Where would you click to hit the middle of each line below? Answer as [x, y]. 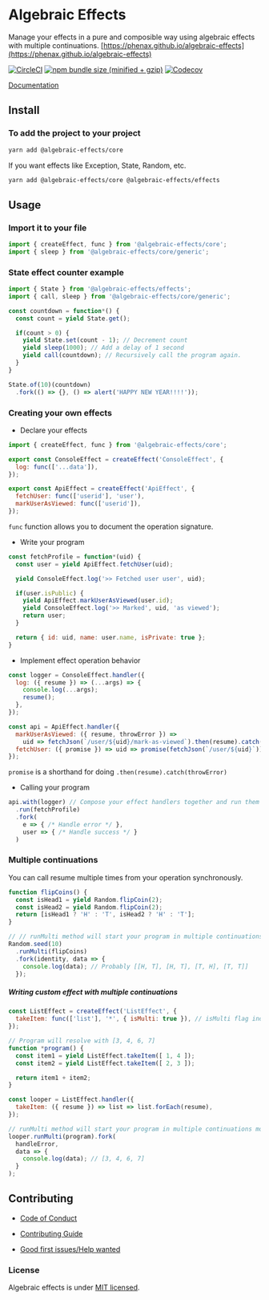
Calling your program [55, 787]
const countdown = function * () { [64, 311]
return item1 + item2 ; [53, 1078]
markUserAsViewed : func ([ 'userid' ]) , [78, 504]
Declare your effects [54, 430]
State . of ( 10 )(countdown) [50, 384]
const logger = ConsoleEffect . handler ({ [77, 675]
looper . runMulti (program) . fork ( [62, 1136]
